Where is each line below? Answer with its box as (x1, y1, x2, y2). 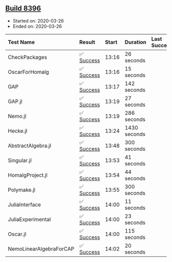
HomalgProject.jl (8, 171, 48, 178)
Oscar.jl (8, 230, 27, 237)
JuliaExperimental (8, 215, 51, 223)
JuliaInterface (8, 201, 41, 208)
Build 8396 (5, 4, 41, 13)
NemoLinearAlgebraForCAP (8, 245, 75, 252)
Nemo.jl (8, 112, 27, 119)
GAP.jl (8, 97, 23, 105)
